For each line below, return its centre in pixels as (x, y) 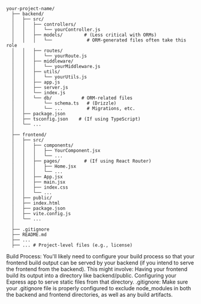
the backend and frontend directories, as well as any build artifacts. (89, 295)
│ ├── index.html (36, 203)
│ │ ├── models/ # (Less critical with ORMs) (84, 35)
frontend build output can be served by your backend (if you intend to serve (100, 263)
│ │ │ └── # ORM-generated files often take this (99, 40)
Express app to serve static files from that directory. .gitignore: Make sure (97, 282)
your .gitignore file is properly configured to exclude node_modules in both (99, 288)
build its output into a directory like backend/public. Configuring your (91, 275)
